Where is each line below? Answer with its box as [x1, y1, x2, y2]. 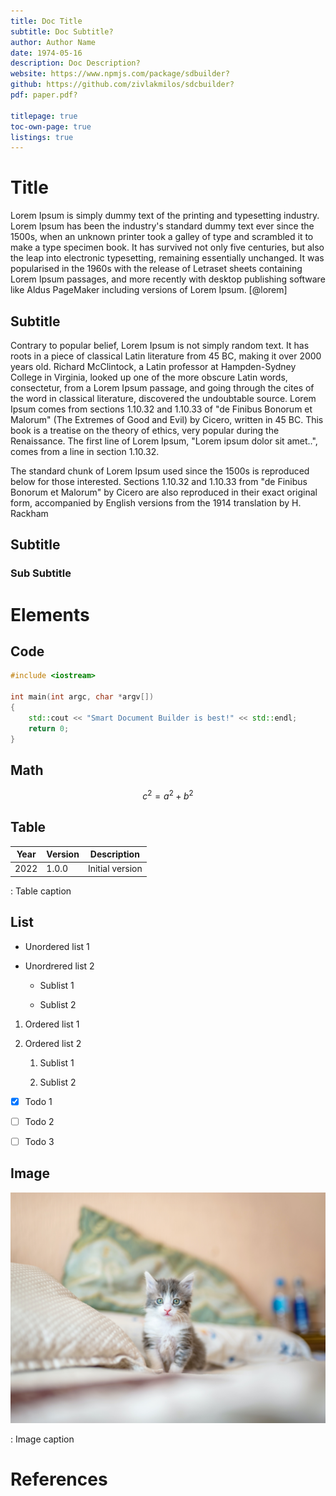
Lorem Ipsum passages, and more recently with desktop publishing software [10, 273, 326, 285]
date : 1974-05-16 [10, 48, 83, 58]
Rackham [10, 508, 49, 519]
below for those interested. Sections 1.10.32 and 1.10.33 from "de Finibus [10, 476, 308, 487]
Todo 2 [24, 1115, 55, 1127]
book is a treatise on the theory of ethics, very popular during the [10, 425, 280, 436]
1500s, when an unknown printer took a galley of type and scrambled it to [10, 231, 314, 243]
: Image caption [10, 1433, 75, 1445]
